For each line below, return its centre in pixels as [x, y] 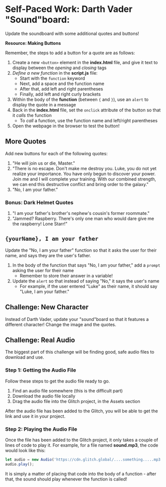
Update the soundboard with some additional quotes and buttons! [72, 33]
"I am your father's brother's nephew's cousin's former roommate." [81, 213]
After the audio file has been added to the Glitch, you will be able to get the [82, 411]
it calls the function [32, 115]
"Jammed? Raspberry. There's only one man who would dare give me [83, 219]
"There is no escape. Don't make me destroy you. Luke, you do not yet [84, 168]
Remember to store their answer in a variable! [66, 276]
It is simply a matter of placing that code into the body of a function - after [81, 474]
